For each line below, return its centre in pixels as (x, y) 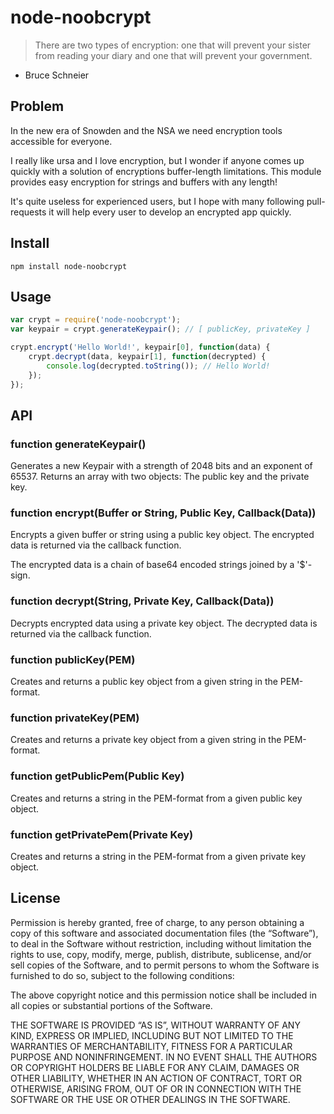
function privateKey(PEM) (75, 718)
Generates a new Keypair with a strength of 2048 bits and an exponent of (161, 466)
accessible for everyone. (61, 141)
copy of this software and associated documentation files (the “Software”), (164, 933)
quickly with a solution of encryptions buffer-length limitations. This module (166, 171)
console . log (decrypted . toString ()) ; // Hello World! (158, 366)
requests (28, 212)
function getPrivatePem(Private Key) (102, 834)
